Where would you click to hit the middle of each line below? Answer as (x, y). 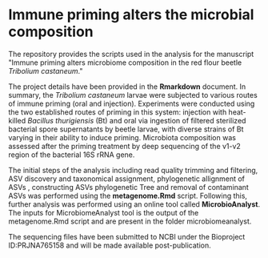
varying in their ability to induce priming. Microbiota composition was (122, 137)
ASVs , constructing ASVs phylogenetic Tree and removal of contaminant (129, 187)
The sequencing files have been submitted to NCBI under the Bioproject (127, 236)
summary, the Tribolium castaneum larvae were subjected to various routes (133, 95)
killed (17, 120)
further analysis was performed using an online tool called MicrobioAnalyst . (134, 204)
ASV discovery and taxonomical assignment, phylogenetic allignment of (127, 179)
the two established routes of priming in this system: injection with (118, 112)
